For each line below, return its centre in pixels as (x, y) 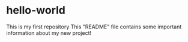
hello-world (36, 10)
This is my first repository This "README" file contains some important (94, 27)
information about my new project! (49, 33)
